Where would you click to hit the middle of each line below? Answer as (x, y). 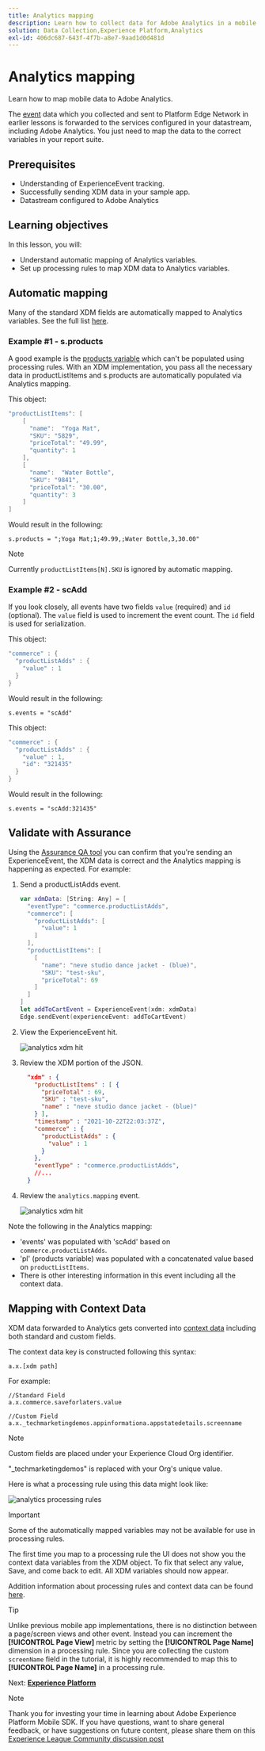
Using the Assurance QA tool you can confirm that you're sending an (120, 852)
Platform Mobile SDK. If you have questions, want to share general (116, 1722)
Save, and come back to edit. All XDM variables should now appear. (119, 1570)
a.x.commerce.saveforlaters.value (65, 1402)
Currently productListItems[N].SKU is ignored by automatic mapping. (121, 569)
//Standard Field (37, 1395)
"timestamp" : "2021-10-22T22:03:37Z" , (100, 1122)
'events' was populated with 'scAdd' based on (95, 1241)
